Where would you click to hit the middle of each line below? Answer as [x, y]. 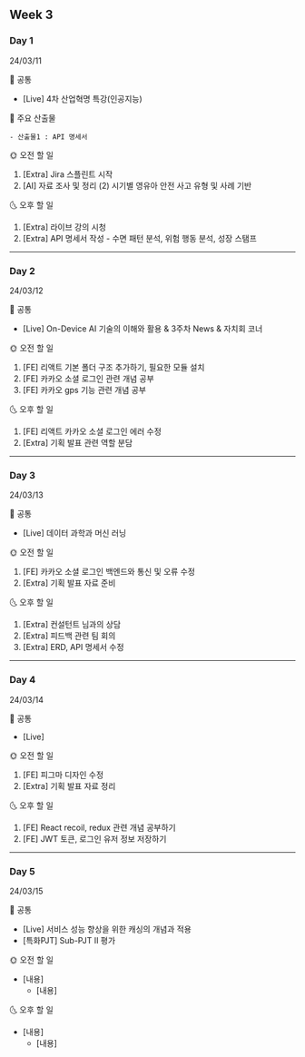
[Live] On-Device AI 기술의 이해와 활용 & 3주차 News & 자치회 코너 [143, 328]
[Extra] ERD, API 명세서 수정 [73, 647]
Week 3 [31, 15]
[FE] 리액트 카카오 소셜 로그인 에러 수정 [92, 431]
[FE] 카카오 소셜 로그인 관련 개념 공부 [88, 378]
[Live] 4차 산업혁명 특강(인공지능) [82, 98]
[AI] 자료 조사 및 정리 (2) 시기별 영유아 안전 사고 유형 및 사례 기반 [137, 185]
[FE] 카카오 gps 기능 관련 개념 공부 [84, 390]
